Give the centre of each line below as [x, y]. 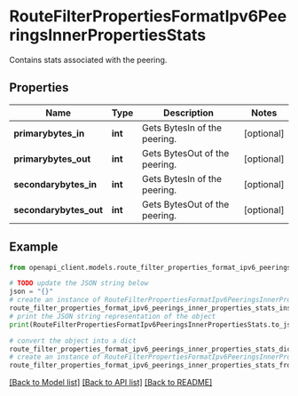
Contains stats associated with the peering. [88, 59]
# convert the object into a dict [73, 341]
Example [34, 247]
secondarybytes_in [55, 184]
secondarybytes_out [59, 210]
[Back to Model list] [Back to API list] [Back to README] [111, 383]
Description [189, 113]
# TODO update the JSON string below [79, 283]
